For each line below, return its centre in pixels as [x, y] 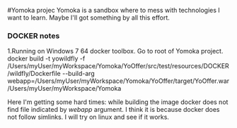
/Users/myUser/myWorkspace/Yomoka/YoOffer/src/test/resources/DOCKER [118, 66]
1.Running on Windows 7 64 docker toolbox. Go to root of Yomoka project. [115, 51]
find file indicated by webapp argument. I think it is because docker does [114, 110]
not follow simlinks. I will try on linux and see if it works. [88, 117]
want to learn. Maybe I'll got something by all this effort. [88, 18]
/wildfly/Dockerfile [34, 74]
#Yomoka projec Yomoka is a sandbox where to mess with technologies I [114, 10]
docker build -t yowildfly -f [46, 58]
